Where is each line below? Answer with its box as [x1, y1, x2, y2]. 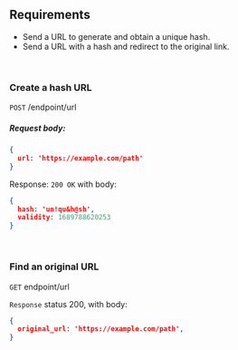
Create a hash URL [9, 81, 92, 93]
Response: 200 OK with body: [9, 179, 118, 190]
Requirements [9, 7, 90, 23]
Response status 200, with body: [9, 298, 129, 309]
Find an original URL [9, 260, 100, 273]
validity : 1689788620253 [17, 213, 111, 222]
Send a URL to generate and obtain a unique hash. [22, 31, 211, 42]
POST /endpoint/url [9, 102, 77, 112]
